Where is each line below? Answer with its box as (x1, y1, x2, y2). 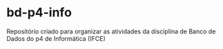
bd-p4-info (6, 5, 72, 20)
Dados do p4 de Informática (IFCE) (6, 34, 106, 42)
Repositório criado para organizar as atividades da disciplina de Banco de (6, 27, 216, 35)
